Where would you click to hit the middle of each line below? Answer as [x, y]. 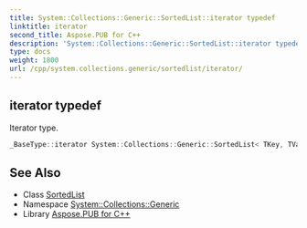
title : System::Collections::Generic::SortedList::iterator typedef [143, 18]
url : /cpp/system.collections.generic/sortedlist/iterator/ [127, 69]
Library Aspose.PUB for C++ [76, 214]
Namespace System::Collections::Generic [101, 204]
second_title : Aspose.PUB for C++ [75, 35]
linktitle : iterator [49, 26]
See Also [35, 173]
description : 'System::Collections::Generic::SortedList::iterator [141, 43]
